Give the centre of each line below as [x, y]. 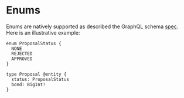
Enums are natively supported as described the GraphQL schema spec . [92, 26]
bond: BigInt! [28, 85]
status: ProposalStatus [40, 79]
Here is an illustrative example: [43, 32]
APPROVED [22, 59]
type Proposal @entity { [36, 74]
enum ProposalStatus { [34, 43]
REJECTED [22, 53]
